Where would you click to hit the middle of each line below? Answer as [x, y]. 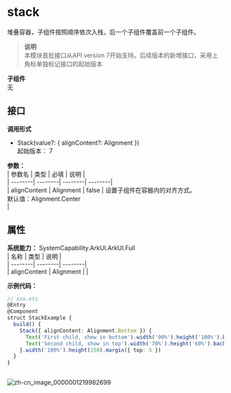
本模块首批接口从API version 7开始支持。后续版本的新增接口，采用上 [121, 55]
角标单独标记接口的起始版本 [63, 63]
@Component [23, 312]
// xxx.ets [23, 299]
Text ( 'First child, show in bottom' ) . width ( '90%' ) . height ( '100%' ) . [124, 337]
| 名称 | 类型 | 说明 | [34, 256]
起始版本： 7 [35, 151]
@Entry [16, 305]
